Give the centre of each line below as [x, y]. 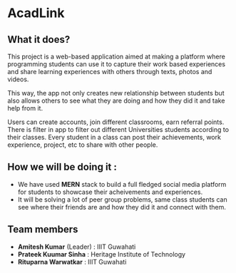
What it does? [39, 40]
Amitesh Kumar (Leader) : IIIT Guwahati [77, 247]
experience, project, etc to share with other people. [83, 145]
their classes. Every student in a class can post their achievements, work [114, 137]
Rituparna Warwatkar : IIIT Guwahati [72, 262]
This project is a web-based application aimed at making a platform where [117, 56]
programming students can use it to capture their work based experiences [117, 64]
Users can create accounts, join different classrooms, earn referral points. [116, 122]
